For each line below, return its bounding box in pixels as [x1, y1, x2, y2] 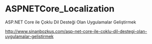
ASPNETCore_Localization [5, 3, 114, 14]
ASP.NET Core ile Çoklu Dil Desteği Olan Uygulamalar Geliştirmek [5, 19, 136, 25]
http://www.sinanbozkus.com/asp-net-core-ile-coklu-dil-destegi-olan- [5, 28, 148, 34]
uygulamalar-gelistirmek [5, 33, 54, 39]
